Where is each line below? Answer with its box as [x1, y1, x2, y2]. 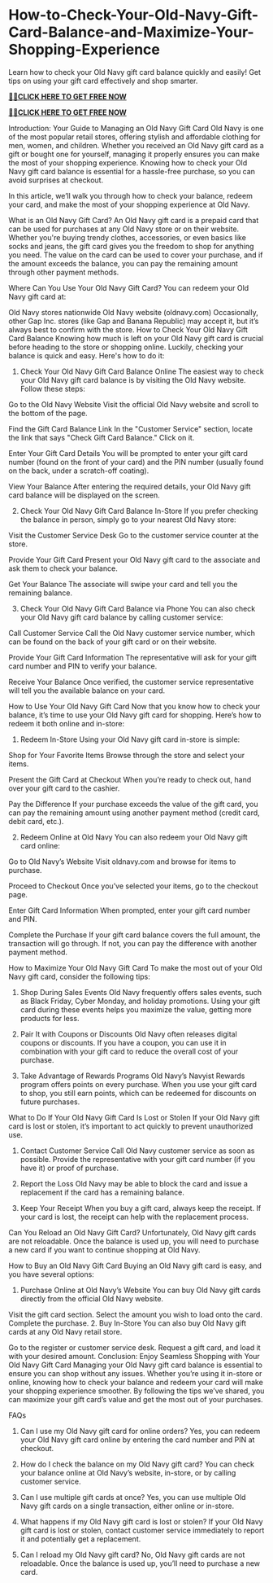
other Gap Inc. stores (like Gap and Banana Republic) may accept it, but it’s [8, 316, 259, 326]
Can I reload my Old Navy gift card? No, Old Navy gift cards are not [19, 1550, 245, 1559]
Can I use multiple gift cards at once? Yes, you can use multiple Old [19, 1492, 246, 1502]
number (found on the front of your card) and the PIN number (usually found [8, 457, 264, 467]
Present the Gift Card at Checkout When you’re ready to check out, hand [8, 774, 252, 784]
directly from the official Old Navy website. [19, 1293, 164, 1304]
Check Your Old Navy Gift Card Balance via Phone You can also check [19, 603, 256, 613]
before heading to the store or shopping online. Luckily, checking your [8, 342, 244, 352]
